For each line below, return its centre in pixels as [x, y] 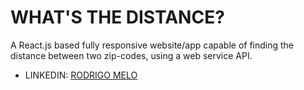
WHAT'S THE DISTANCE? [117, 17]
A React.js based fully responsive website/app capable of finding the [152, 45]
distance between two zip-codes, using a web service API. [131, 55]
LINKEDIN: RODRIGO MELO [81, 75]
